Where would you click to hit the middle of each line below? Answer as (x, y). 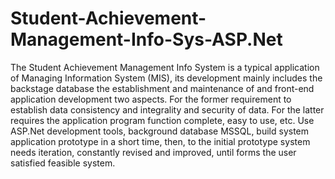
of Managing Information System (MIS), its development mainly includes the (166, 78)
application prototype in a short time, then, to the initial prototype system (160, 141)
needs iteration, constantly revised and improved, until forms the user (153, 152)
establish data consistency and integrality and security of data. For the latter (167, 109)
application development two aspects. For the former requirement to (151, 99)
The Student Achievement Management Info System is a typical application (165, 67)
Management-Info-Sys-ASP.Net (146, 39)
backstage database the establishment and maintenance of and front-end (162, 88)
